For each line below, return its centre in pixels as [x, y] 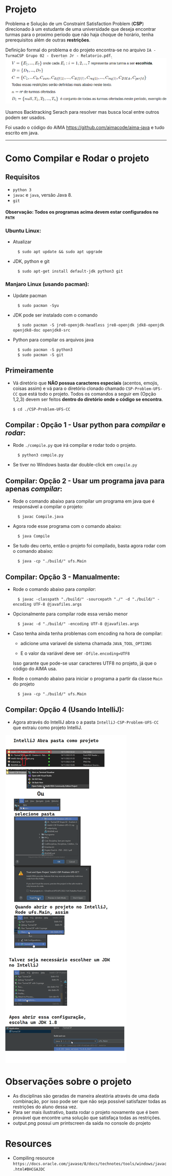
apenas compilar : [34, 489]
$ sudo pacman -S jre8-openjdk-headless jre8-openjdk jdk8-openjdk [91, 325]
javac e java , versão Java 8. [42, 195]
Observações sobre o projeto [69, 1082]
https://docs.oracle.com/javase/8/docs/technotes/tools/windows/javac [90, 1164]
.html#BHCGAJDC [29, 1169]
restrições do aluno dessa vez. [45, 1107]
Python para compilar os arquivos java [53, 340]
